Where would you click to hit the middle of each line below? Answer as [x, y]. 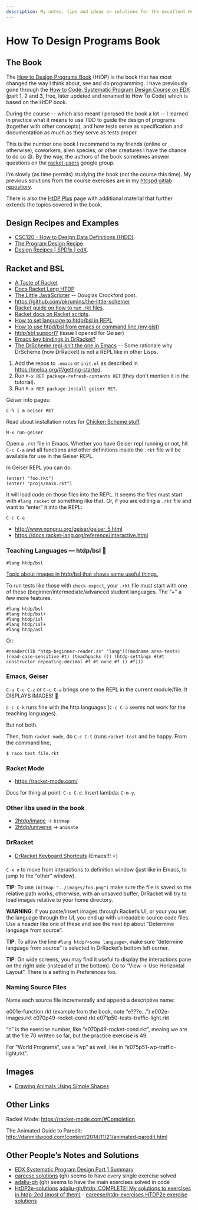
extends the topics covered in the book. [54, 204]
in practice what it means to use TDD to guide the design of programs [91, 120]
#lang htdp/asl [25, 630]
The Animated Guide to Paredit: [44, 1130]
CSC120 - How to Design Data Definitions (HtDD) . [75, 237]
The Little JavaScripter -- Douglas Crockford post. [76, 295]
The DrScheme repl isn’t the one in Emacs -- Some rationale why [93, 346]
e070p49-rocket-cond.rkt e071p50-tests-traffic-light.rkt [101, 1018]
